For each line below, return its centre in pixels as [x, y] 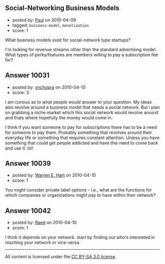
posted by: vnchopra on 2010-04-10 [49, 87]
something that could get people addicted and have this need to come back [82, 143]
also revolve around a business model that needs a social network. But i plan [82, 107]
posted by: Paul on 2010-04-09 [44, 20]
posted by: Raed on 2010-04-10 [44, 223]
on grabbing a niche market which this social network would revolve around [82, 112]
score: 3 [21, 92]
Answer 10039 [28, 163]
